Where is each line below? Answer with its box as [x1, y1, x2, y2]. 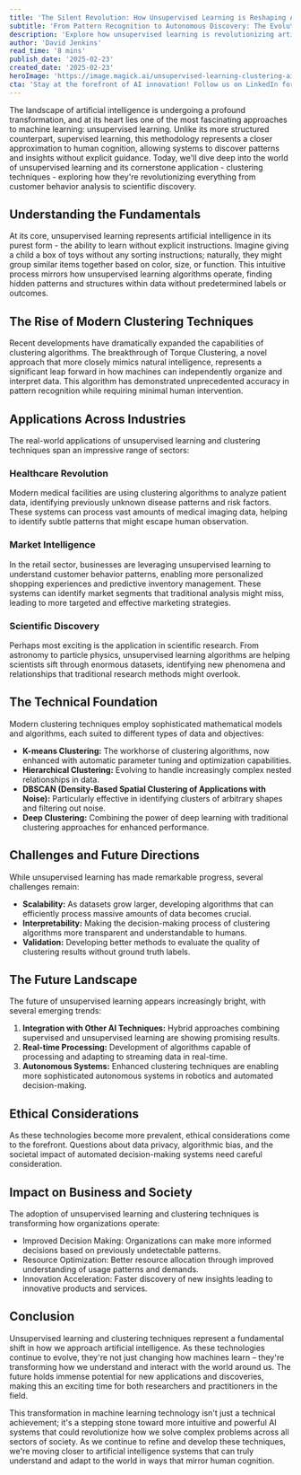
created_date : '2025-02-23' [9, 64, 115, 73]
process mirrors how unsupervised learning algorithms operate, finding [9, 268, 273, 279]
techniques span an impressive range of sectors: [9, 445, 190, 456]
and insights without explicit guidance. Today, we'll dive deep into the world [9, 152, 288, 162]
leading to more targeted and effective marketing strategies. [9, 597, 231, 608]
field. [9, 1390, 29, 1400]
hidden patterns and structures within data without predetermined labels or [9, 278, 287, 289]
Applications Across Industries [9, 411, 186, 426]
